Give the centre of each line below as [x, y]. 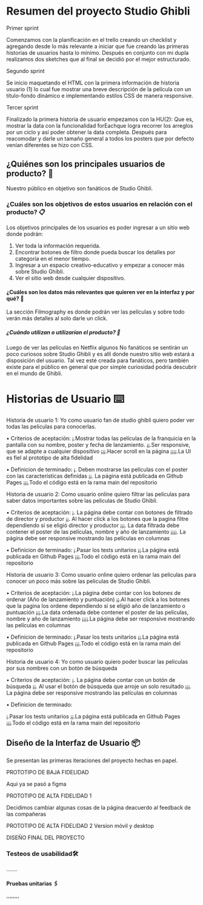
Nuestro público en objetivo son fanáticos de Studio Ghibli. [80, 188]
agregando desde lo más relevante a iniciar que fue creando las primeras [98, 46]
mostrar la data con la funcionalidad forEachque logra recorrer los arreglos [100, 125]
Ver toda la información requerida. [58, 246]
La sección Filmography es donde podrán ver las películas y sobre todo [95, 312]
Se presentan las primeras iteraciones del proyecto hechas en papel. [92, 760]
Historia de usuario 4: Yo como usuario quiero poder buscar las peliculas [97, 662]
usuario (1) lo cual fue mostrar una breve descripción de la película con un [99, 89]
